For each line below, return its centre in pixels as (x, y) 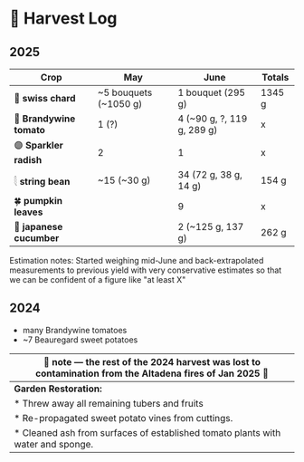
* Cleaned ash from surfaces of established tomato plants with (147, 432)
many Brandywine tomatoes (75, 330)
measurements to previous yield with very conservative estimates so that (146, 270)
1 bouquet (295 (212, 92)
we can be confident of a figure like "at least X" (98, 279)
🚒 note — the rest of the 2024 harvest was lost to (152, 361)
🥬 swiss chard (45, 98)
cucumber (37, 238)
